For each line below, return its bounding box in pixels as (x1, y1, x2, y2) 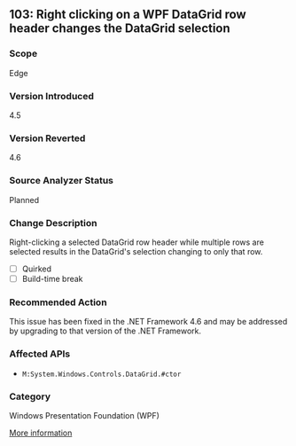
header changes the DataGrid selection (9, 21, 230, 36)
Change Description (9, 216, 97, 229)
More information (9, 427, 73, 438)
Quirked (21, 263, 51, 274)
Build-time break (21, 273, 83, 284)
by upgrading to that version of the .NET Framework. (9, 325, 202, 336)
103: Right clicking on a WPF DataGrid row (9, 7, 246, 22)
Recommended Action (9, 296, 108, 309)
